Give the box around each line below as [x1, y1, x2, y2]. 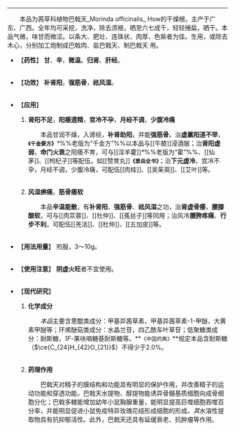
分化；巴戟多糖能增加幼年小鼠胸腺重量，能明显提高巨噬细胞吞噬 [34, 398, 218, 406]
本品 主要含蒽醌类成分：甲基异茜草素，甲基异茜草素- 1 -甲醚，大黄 [40, 317, 227, 325]
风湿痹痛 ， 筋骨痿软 [27, 188, 84, 196]
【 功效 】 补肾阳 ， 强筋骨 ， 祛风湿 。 [17, 78, 117, 86]
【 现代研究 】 [17, 287, 55, 295]
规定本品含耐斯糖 [178, 334, 228, 342]
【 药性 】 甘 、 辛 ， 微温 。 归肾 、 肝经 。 [17, 56, 124, 64]
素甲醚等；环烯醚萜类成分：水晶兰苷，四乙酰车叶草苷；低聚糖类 [27, 326, 212, 333]
